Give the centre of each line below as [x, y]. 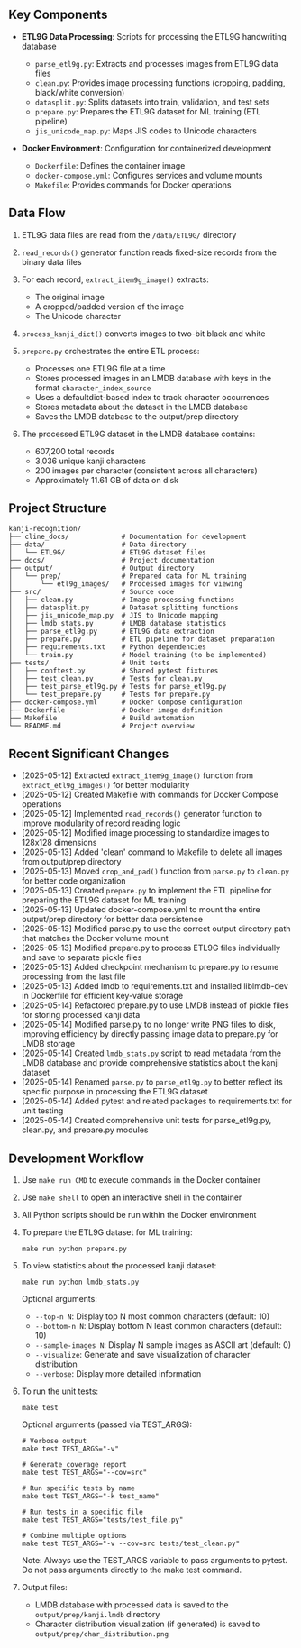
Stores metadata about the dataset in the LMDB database [141, 407]
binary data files [51, 261]
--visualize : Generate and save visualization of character [142, 1355]
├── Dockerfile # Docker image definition [115, 710]
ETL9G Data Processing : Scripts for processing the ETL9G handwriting [154, 36]
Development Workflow [77, 1158]
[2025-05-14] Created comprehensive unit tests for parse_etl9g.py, [146, 1121]
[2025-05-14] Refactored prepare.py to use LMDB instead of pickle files [155, 1005]
